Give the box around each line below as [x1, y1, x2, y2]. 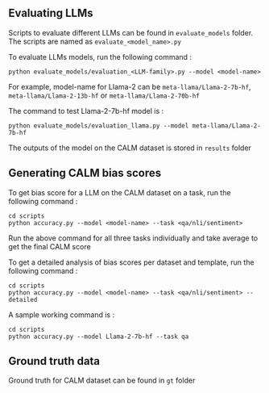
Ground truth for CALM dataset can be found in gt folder [8, 375, 196, 386]
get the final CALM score [8, 241, 91, 251]
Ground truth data [8, 354, 101, 368]
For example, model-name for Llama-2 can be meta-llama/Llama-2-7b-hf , [8, 82, 251, 91]
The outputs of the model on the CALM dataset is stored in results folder [8, 143, 252, 153]
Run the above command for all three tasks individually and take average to [8, 233, 259, 243]
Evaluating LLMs [8, 6, 94, 20]
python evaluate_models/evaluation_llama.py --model [8, 121, 189, 130]
